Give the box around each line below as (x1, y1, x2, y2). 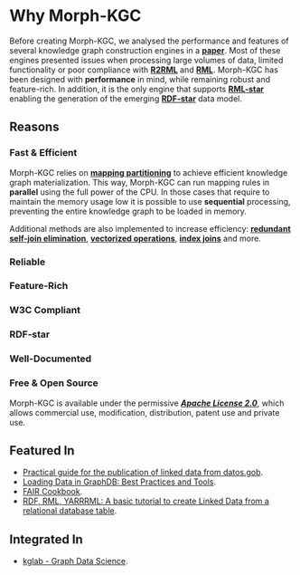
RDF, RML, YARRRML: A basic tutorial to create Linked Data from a (22, 495, 269, 507)
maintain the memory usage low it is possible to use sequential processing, (9, 196, 291, 206)
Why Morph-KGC (9, 5, 142, 26)
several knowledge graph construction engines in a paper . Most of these (9, 44, 281, 55)
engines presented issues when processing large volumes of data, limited (9, 54, 284, 65)
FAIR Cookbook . (22, 486, 83, 497)
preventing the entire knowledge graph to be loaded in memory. (9, 206, 247, 216)
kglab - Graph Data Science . (22, 556, 128, 567)
